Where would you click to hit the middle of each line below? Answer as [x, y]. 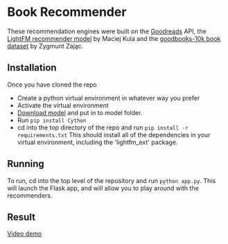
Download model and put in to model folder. [80, 112]
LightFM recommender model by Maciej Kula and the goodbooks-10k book [114, 38]
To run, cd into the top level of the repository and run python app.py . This [112, 180]
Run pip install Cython [52, 120]
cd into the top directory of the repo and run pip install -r [103, 127]
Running [26, 164]
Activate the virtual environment [63, 105]
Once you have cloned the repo [52, 85]
